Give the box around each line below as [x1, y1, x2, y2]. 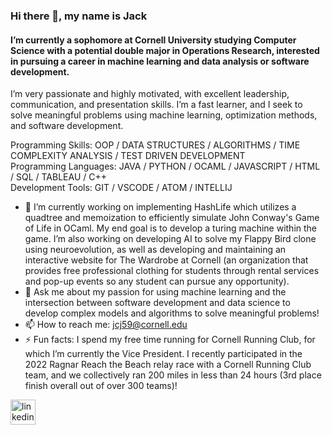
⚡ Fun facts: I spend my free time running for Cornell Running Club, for [24, 334, 316, 346]
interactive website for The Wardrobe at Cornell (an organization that [24, 254, 309, 266]
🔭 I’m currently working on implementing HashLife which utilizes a [24, 201, 297, 213]
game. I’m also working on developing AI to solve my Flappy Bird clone [24, 233, 317, 245]
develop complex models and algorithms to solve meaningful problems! [24, 307, 320, 319]
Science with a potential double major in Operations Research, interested [10, 44, 320, 56]
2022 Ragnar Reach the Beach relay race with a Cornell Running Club [24, 359, 312, 371]
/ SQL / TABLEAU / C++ [10, 171, 107, 183]
